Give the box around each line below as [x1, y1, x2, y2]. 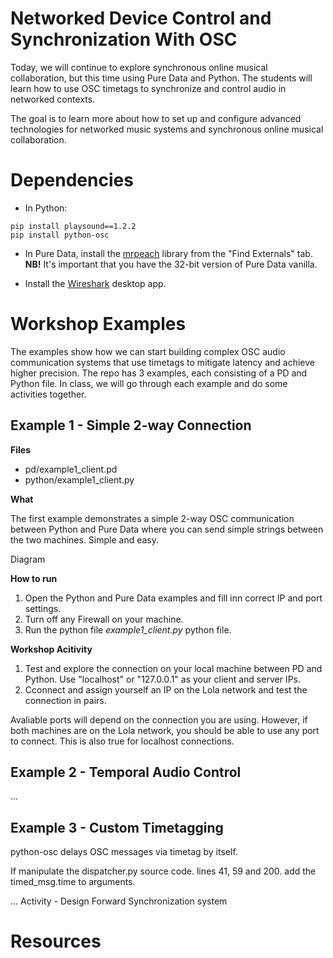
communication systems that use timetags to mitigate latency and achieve [10, 356, 315, 368]
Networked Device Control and [10, 7, 272, 30]
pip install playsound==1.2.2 [10, 221, 137, 231]
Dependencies [10, 169, 134, 192]
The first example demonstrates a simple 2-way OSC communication [10, 512, 295, 524]
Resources [10, 930, 102, 953]
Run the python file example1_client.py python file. [24, 623, 232, 636]
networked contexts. [10, 93, 96, 105]
